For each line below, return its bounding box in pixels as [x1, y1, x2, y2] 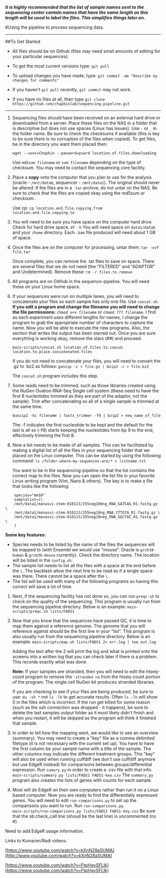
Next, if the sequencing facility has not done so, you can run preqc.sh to [12, 593, 160, 599]
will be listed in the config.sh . [12, 557, 73, 563]
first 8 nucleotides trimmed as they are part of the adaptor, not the [12, 393, 147, 399]
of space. [12, 235, 32, 240]
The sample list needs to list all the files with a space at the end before [12, 563, 156, 568]
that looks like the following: [12, 483, 70, 489]
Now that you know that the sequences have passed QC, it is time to [12, 618, 152, 624]
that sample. [12, 720, 38, 726]
